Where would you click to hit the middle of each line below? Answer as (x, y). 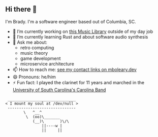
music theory (34, 53)
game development (40, 58)
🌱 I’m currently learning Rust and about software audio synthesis (80, 37)
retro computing (37, 47)
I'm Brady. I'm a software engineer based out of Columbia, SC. (71, 21)
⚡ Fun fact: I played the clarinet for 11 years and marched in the (78, 82)
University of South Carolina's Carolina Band (59, 90)
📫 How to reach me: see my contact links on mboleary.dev (75, 70)
